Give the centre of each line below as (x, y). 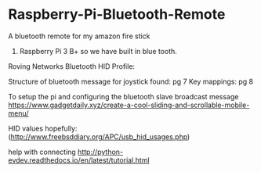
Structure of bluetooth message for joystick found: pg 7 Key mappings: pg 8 (130, 81)
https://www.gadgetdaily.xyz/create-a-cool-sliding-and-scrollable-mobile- (129, 105)
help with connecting (42, 152)
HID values (26, 128)
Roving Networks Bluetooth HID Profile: (72, 66)
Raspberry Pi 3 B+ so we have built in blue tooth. (98, 51)
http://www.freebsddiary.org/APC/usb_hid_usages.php (99, 136)
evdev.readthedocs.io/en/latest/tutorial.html (79, 160)
